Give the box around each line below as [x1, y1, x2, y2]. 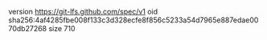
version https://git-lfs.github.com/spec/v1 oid [8, 7, 158, 16]
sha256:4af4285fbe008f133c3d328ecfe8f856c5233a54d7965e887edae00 [8, 15, 259, 25]
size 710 [47, 24, 76, 33]
